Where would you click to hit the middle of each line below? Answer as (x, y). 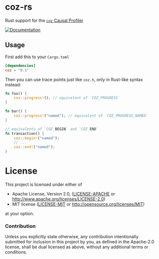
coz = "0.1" (17, 70)
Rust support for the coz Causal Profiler (44, 20)
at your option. (20, 213)
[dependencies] (20, 65)
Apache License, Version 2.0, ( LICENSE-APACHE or (64, 194)
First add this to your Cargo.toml (37, 57)
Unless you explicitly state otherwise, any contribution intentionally (72, 237)
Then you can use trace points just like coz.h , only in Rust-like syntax (74, 80)
